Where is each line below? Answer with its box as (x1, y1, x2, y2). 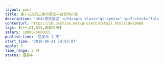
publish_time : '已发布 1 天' (5, 35, 62, 40)
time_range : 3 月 (5, 48, 40, 53)
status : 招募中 (5, 52, 34, 58)
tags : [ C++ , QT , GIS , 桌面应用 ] (5, 25, 62, 30)
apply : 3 (5, 43, 23, 48)
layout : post (5, 7, 32, 12)
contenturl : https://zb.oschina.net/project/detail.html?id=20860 (5, 21, 143, 26)
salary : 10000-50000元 (5, 30, 50, 35)
